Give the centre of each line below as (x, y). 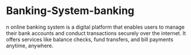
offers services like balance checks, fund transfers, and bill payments (90, 39)
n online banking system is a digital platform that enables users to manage (95, 27)
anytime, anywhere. (30, 46)
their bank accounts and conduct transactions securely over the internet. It (96, 33)
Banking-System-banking (70, 11)
